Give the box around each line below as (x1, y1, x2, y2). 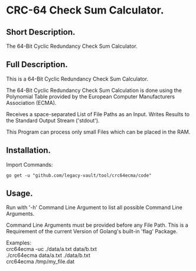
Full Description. (6, 60, 68, 70)
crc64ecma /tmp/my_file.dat (6, 258, 75, 265)
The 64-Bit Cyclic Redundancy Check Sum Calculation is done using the (6, 87, 182, 94)
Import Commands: (6, 161, 53, 168)
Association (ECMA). (6, 99, 57, 106)
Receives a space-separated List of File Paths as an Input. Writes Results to (6, 110, 190, 118)
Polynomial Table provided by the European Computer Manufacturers (6, 92, 175, 100)
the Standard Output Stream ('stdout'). (6, 117, 100, 124)
